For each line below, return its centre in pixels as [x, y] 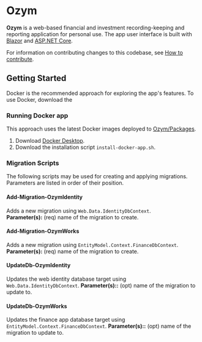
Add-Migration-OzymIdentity [45, 197]
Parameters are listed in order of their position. [65, 183]
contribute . [20, 59]
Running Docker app [37, 115]
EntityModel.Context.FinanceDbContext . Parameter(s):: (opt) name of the [99, 326]
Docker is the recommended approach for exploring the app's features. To [100, 93]
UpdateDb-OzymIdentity [39, 265]
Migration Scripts [33, 163]
